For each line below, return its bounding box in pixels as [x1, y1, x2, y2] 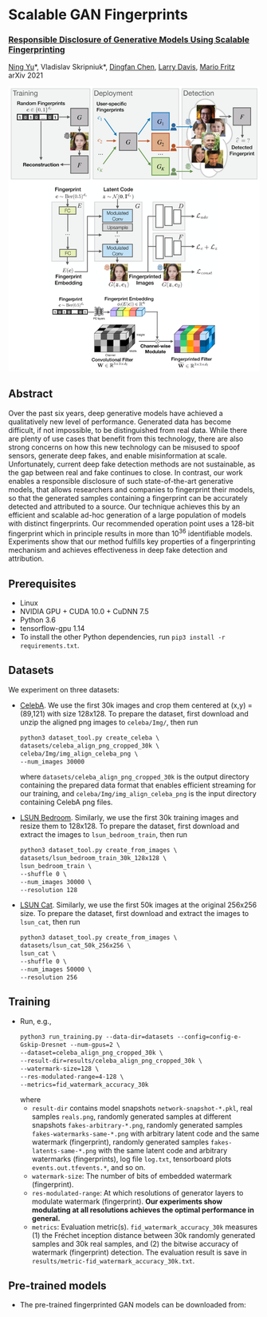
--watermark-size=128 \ [19, 1065, 100, 1073]
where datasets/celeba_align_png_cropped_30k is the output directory [19, 772, 249, 781]
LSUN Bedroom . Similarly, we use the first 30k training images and [19, 812, 239, 822]
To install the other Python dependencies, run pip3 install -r [19, 633, 226, 642]
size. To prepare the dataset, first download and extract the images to [19, 908, 249, 918]
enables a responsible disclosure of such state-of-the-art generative [8, 476, 234, 486]
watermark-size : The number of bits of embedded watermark [31, 1171, 233, 1180]
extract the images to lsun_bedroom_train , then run [19, 829, 188, 839]
